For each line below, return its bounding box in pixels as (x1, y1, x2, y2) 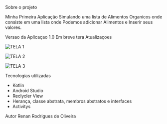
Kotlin (12, 82, 24, 88)
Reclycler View (12, 93, 43, 99)
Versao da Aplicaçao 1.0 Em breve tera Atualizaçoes (5, 34, 112, 40)
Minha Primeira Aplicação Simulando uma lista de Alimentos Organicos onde (5, 14, 163, 19)
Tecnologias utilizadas (5, 73, 51, 79)
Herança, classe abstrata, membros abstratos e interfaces (12, 98, 132, 104)
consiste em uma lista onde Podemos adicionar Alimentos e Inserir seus (5, 19, 153, 25)
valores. (5, 24, 22, 30)
